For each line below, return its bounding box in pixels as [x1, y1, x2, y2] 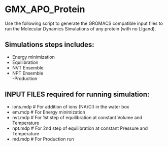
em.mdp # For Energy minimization [12, 109, 86, 115]
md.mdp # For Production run [12, 136, 74, 142]
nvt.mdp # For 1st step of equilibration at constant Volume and [12, 114, 143, 120]
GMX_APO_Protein [5, 4, 85, 15]
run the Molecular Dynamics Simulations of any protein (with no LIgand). [5, 25, 156, 31]
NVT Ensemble [12, 64, 44, 70]
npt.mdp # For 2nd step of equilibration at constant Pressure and [12, 125, 148, 131]
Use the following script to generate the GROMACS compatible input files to [5, 20, 163, 26]
